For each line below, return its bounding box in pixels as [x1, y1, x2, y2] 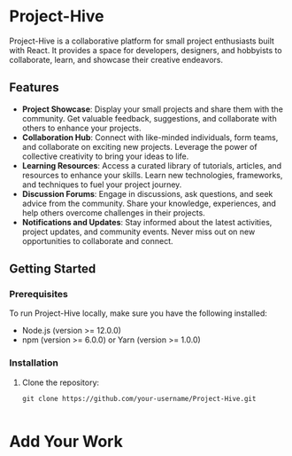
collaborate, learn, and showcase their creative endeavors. [9, 54, 224, 65]
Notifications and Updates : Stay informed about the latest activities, [21, 216, 273, 227]
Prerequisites [9, 288, 68, 301]
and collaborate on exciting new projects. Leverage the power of [21, 141, 258, 152]
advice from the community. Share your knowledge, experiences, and [21, 198, 277, 208]
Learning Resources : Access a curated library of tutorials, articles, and [21, 160, 281, 170]
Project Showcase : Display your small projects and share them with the [21, 104, 283, 114]
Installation [9, 357, 59, 369]
